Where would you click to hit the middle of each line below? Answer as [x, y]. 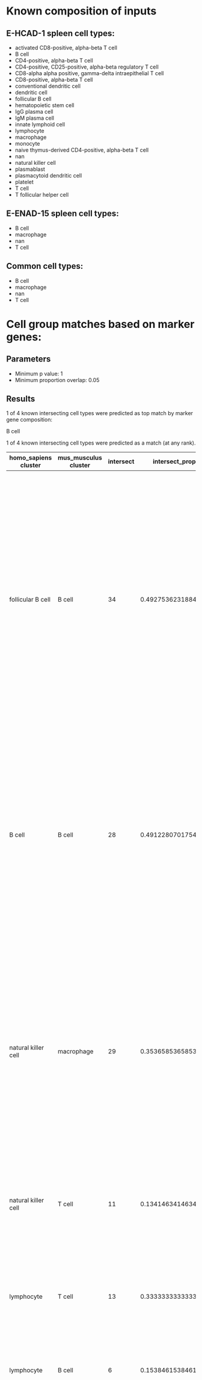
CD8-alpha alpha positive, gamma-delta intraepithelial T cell [89, 73]
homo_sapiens [31, 458]
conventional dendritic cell [48, 86]
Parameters [29, 359]
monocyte [27, 143]
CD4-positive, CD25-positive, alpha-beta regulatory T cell [87, 67]
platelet [24, 182]
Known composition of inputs [81, 11]
